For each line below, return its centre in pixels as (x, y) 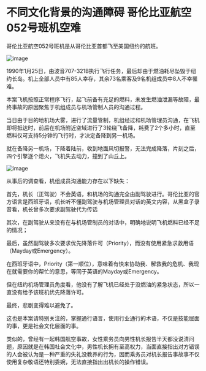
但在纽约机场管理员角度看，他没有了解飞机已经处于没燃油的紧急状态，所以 (100, 284)
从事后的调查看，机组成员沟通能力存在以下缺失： (68, 181)
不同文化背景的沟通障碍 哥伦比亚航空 (99, 13)
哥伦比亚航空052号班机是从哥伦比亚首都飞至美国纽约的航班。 (84, 46)
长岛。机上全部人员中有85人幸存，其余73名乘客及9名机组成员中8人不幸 (102, 78)
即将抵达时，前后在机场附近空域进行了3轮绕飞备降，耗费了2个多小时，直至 (101, 128)
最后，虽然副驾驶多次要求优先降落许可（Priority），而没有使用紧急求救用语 (100, 243)
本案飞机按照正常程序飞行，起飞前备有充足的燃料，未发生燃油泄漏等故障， (100, 99)
